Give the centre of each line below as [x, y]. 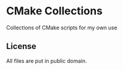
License [21, 46]
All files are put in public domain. [46, 60]
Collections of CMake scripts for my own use [62, 28]
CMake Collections [55, 11]
